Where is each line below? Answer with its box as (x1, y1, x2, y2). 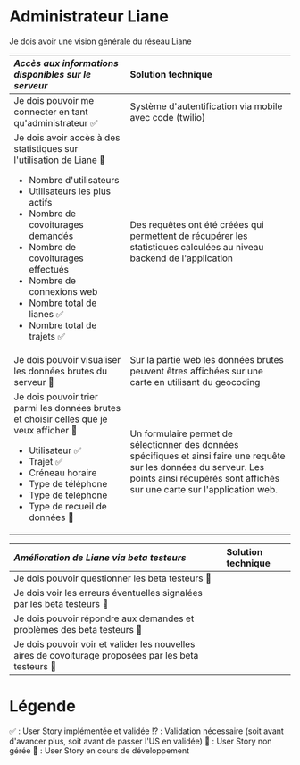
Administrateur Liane (9, 6, 170, 27)
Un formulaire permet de (129, 427, 234, 440)
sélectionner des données (129, 438, 239, 450)
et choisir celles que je (13, 413, 108, 425)
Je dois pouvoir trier (13, 391, 98, 403)
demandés (29, 230, 74, 242)
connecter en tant (13, 105, 88, 118)
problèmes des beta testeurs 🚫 (13, 623, 143, 635)
